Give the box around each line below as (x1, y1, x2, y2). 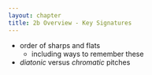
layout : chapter (8, 11, 61, 20)
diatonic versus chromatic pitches (19, 57, 131, 67)
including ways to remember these (31, 49, 144, 58)
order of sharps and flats (19, 40, 101, 50)
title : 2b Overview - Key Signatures (8, 19, 132, 27)
